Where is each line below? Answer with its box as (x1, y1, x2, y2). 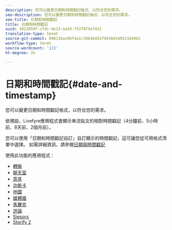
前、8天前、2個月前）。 (5, 124, 54, 130)
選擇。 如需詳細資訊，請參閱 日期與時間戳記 (14, 142, 105, 148)
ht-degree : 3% (5, 50, 36, 55)
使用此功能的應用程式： (5, 152, 55, 158)
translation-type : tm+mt (5, 31, 58, 36)
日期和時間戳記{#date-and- (5, 78, 123, 90)
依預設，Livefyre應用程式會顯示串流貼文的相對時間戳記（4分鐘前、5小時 (5, 118, 158, 124)
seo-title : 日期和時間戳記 (5, 17, 58, 22)
